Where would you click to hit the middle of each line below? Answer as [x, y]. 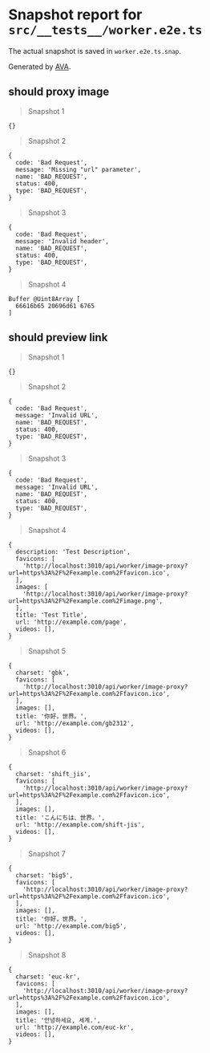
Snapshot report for [75, 15]
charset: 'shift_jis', [53, 774]
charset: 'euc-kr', [48, 977]
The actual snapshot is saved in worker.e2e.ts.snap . [95, 51]
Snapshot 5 [47, 651]
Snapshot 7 [46, 853]
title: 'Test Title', [52, 615]
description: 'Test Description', [73, 551]
